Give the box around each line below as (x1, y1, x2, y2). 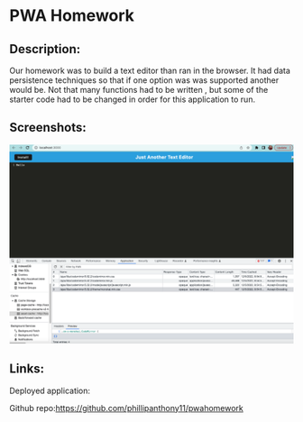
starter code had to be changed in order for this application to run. (9, 94, 255, 105)
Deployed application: (9, 385, 91, 396)
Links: (9, 362, 45, 377)
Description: (9, 41, 81, 57)
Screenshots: (9, 120, 87, 135)
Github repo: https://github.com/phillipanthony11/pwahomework (9, 402, 243, 413)
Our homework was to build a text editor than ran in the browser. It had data (9, 65, 291, 76)
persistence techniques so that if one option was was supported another (9, 75, 280, 86)
